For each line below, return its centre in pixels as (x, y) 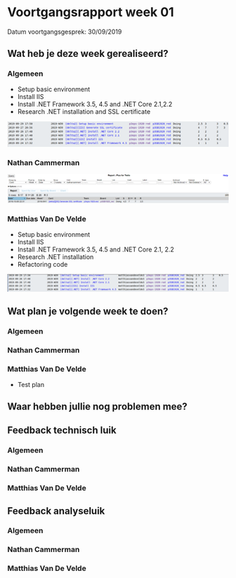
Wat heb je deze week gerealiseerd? (88, 54)
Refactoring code (42, 264)
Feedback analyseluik (56, 511)
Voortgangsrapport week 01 (91, 12)
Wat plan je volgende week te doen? (88, 311)
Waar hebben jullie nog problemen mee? (97, 407)
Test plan (31, 384)
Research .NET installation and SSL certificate (84, 111)
